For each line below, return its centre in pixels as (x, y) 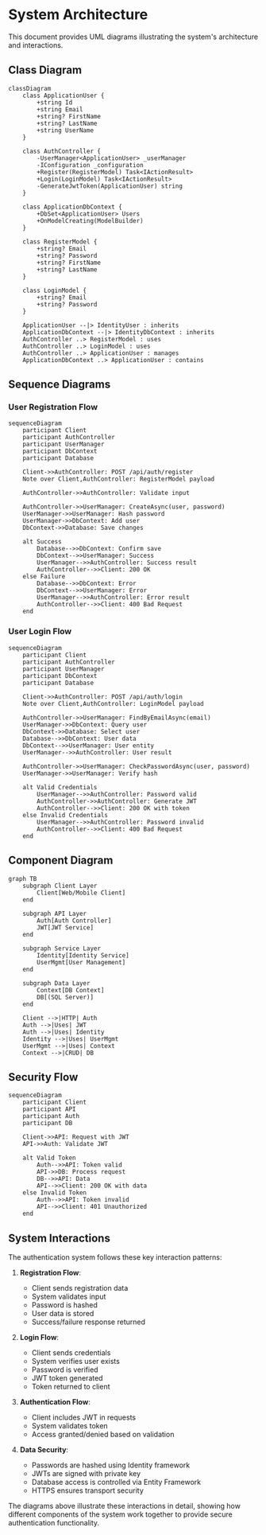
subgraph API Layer (55, 914)
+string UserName (65, 130)
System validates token (70, 1426)
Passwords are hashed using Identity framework (111, 1465)
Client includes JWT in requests (84, 1417)
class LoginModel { (55, 290)
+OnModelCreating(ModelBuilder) (91, 220)
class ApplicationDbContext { (73, 207)
